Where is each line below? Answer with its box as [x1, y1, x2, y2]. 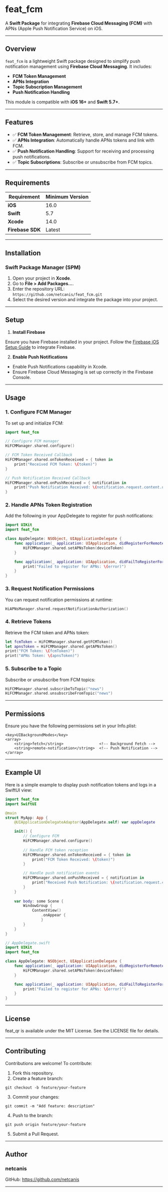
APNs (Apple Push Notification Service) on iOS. [5, 25, 103, 31]
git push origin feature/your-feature [5, 1122, 86, 1127]
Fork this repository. [12, 1070, 54, 1076]
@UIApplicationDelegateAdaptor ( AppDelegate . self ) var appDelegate [14, 820, 155, 825]
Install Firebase [12, 329, 45, 335]
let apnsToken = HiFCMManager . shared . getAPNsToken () [5, 644, 117, 649]
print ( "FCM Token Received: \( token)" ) [31, 857, 115, 862]
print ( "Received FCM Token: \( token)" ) [14, 462, 97, 467]
